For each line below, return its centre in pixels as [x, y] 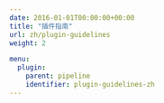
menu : [19, 60]
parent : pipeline [58, 76]
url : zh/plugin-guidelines [60, 34]
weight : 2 [28, 43]
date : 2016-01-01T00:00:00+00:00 [72, 18]
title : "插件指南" [41, 26]
